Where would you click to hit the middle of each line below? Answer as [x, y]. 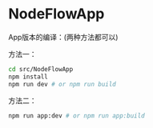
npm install [28, 77]
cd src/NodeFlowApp [41, 69]
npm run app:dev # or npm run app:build [77, 116]
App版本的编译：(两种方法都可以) [63, 37]
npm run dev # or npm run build [62, 84]
